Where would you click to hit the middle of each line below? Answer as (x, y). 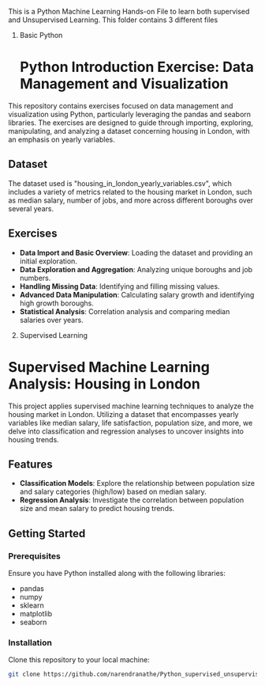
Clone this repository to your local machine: (79, 660)
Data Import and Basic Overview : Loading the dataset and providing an (136, 252)
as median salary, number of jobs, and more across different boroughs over (131, 200)
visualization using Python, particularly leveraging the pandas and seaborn (129, 114)
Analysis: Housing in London (105, 384)
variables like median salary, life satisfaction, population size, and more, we (131, 423)
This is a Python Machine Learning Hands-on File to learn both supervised (129, 11)
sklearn (32, 605)
